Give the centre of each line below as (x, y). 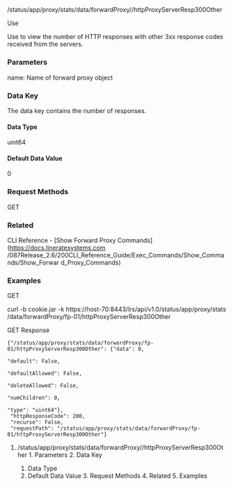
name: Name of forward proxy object (60, 77)
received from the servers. (45, 44)
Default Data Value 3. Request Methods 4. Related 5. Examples (117, 476)
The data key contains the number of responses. (77, 110)
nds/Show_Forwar (33, 262)
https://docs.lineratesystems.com (57, 248)
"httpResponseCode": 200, (48, 417)
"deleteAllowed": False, (43, 386)
